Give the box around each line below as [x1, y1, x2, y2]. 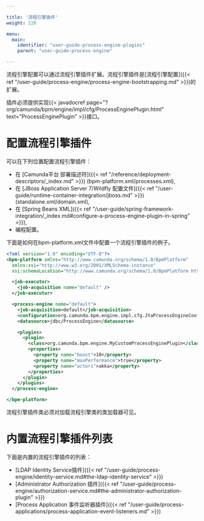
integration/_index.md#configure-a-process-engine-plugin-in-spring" [15, 212, 190, 219]
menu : [6, 31, 20, 37]
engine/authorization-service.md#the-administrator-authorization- [15, 488, 182, 494]
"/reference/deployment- [108, 170, 172, 178]
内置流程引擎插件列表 [6, 432, 114, 446]
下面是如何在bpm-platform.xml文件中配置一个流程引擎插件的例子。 [6, 239, 174, 246]
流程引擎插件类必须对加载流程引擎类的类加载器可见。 [6, 408, 140, 416]
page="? [86, 99, 108, 106]
